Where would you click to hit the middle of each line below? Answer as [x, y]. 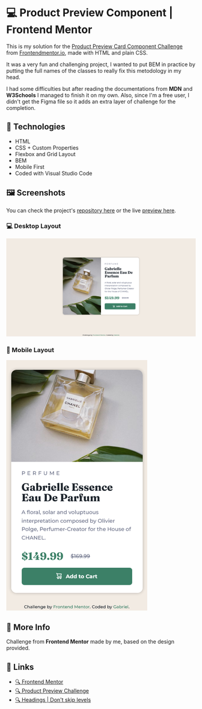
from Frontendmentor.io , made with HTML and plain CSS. [77, 52]
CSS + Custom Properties [47, 148]
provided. [18, 648]
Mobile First [30, 166]
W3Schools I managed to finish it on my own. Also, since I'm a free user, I [98, 95]
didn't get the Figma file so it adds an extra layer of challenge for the [91, 102]
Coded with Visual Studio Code [54, 173]
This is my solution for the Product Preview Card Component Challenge [95, 46]
